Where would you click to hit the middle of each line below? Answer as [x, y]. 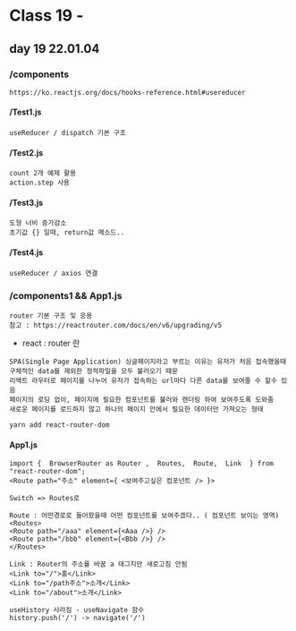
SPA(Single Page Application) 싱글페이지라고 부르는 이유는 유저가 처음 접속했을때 [148, 362]
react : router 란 [51, 343]
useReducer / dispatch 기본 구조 [68, 133]
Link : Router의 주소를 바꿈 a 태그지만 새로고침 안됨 [98, 565]
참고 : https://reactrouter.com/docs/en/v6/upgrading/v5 [115, 325]
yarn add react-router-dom [59, 425]
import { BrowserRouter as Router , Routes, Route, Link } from [142, 464]
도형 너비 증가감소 [38, 223]
